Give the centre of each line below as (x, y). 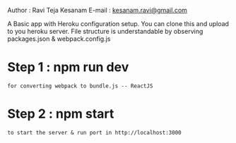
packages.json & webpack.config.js (59, 39)
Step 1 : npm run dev (68, 67)
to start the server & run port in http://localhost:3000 (94, 132)
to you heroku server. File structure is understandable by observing (105, 31)
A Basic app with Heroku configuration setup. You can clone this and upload (118, 24)
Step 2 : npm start (61, 114)
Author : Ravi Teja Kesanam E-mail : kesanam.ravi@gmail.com (97, 10)
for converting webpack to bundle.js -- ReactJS (80, 86)
